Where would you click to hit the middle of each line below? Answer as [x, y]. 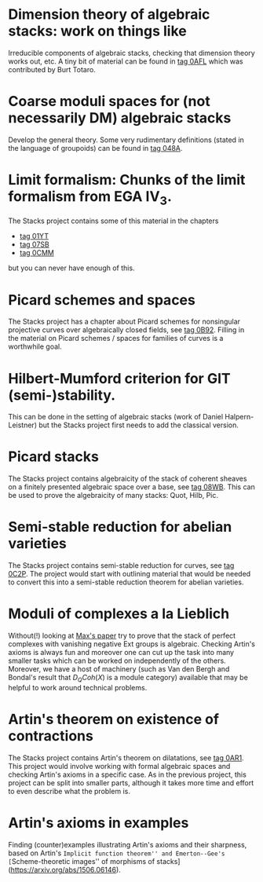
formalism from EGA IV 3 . [90, 198]
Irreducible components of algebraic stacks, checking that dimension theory [131, 53]
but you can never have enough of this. [71, 268]
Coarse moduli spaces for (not [109, 102]
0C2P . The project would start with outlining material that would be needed [130, 574]
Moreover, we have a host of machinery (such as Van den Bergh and [119, 669]
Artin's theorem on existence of [114, 719]
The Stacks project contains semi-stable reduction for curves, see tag [121, 565]
